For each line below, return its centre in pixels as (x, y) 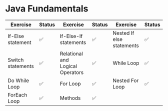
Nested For (125, 80)
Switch (16, 59)
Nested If (123, 33)
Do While (18, 80)
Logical (68, 66)
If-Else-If (71, 36)
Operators (72, 72)
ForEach (17, 94)
